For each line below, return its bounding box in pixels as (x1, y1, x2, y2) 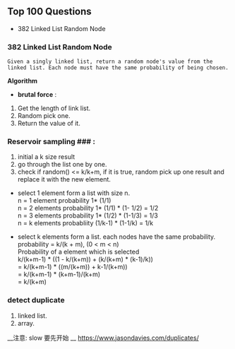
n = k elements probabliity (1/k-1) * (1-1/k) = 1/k (17, 219, 154, 227)
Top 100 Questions (7, 6, 92, 18)
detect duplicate (7, 295, 65, 305)
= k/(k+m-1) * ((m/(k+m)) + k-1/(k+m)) (17, 263, 128, 271)
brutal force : (17, 90, 57, 99)
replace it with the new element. (17, 175, 112, 184)
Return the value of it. (17, 119, 81, 128)
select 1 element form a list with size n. (17, 189, 131, 197)
